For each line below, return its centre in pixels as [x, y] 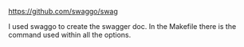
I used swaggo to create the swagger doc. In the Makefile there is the [122, 26]
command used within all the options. [70, 35]
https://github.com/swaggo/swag [63, 11]
